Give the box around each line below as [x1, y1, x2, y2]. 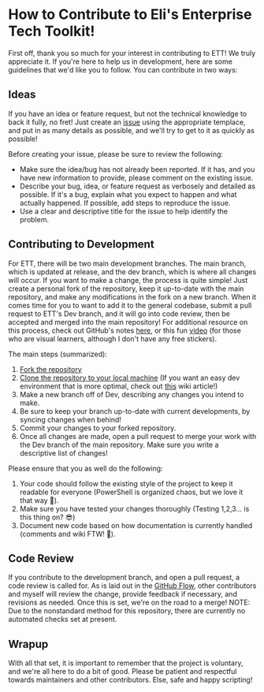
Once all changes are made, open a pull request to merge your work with [19, 431, 257, 441]
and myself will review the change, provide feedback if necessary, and [8, 590, 238, 599]
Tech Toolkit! [8, 22, 95, 40]
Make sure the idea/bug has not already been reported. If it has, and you [19, 164, 255, 174]
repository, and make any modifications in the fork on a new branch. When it [8, 292, 257, 301]
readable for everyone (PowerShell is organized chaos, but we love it [19, 487, 244, 497]
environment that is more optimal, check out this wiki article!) [19, 381, 218, 391]
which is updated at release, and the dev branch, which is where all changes [8, 266, 257, 277]
